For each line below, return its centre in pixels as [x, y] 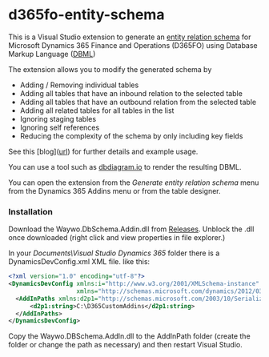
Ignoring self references [60, 127]
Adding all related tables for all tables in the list [97, 110]
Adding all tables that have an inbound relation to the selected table [131, 93]
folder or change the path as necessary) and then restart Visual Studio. [125, 345]
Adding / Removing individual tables [79, 85]
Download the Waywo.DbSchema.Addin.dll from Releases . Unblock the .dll [131, 229]
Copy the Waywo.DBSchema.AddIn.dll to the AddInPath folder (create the [129, 336]
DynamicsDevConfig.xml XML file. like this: [79, 262]
